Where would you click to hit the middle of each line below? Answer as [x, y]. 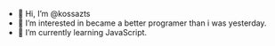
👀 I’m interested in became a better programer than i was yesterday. [142, 23]
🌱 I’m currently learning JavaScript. [82, 32]
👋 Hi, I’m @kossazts [54, 14]
